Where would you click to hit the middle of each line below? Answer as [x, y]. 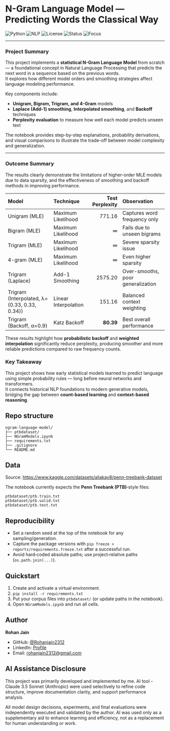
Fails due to [136, 227]
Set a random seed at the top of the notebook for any [68, 533]
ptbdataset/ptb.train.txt [32, 496]
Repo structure [29, 416]
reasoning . [17, 400]
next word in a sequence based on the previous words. [62, 73]
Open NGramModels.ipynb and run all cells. [56, 604]
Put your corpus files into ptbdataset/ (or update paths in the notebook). [88, 599]
